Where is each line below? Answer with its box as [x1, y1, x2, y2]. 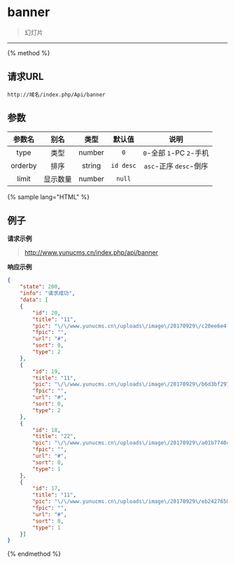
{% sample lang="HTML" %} [7, 192, 90, 201]
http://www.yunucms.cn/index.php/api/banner [24, 248, 159, 257]
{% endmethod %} [7, 550, 62, 558]
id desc [111, 162, 136, 169]
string [81, 160, 101, 170]
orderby [10, 160, 37, 170]
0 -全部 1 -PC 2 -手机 [143, 148, 209, 157]
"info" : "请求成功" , [20, 290, 76, 297]
